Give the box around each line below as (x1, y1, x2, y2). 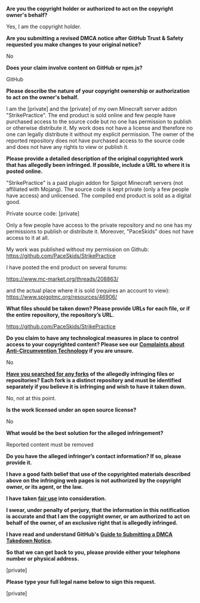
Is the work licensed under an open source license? (6, 406, 137, 413)
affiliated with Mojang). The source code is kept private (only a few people (6, 185, 189, 193)
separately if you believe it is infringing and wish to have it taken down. (6, 383, 186, 390)
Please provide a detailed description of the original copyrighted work (6, 155, 183, 162)
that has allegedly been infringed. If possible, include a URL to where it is (6, 162, 190, 168)
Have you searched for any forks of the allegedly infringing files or (6, 370, 175, 377)
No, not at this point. (6, 395, 57, 401)
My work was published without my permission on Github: (6, 246, 149, 253)
